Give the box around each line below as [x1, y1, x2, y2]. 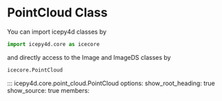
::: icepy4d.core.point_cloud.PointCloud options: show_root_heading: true [7, 79, 215, 87]
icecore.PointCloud [7, 67, 63, 74]
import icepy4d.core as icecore [7, 41, 100, 47]
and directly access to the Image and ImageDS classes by [7, 53, 171, 61]
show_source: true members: [7, 86, 90, 94]
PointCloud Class [7, 5, 108, 21]
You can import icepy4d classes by [7, 27, 107, 36]
